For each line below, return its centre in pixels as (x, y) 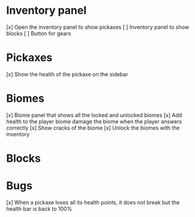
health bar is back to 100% (39, 209)
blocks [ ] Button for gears (39, 33)
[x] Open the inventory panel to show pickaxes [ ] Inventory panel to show (98, 27)
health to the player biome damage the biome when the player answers (94, 121)
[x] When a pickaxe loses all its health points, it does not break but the (93, 202)
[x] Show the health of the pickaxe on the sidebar (67, 74)
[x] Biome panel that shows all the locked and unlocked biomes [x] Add (94, 115)
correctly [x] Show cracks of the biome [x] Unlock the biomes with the (93, 128)
